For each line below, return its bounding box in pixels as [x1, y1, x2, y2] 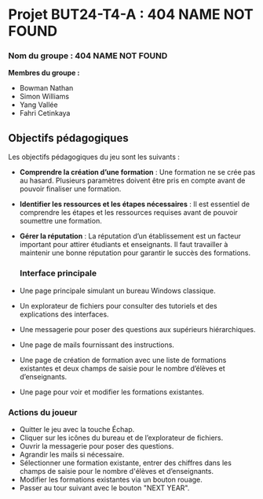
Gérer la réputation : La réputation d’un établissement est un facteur [19, 231, 242, 241]
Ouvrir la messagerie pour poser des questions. [19, 441, 174, 450]
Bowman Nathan [19, 83, 74, 93]
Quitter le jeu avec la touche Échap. [19, 424, 135, 434]
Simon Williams [19, 92, 69, 102]
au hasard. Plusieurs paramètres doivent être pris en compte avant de [19, 176, 246, 186]
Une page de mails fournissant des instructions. [19, 340, 175, 349]
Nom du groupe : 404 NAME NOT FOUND [8, 50, 168, 61]
